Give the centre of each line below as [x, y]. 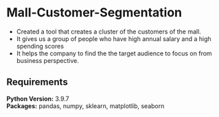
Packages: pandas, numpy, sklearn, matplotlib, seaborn [85, 106]
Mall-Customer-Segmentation [94, 13]
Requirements [37, 82]
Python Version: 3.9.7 [38, 99]
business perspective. [48, 60]
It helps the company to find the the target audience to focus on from [114, 53]
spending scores [40, 46]
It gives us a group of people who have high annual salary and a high [114, 38]
